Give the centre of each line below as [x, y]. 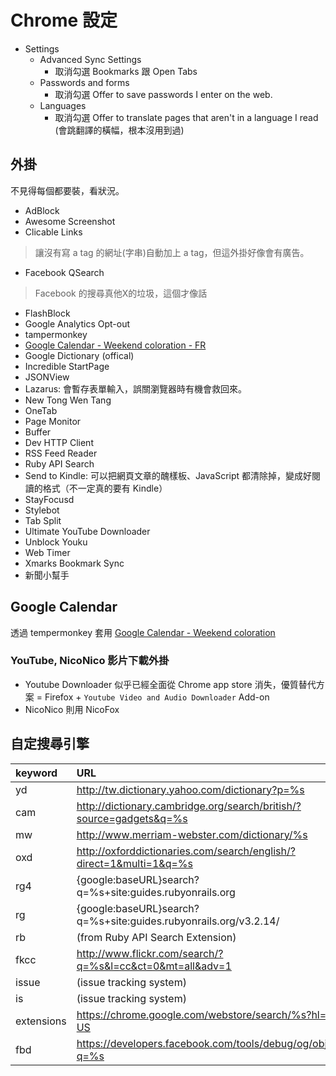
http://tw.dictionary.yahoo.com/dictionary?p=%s [190, 789]
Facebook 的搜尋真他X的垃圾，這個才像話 [121, 293]
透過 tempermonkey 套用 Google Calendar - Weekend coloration [143, 632]
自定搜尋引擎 [50, 744]
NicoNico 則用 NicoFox [72, 709]
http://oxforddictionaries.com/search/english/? [186, 851]
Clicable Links [53, 232]
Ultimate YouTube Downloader [87, 531]
